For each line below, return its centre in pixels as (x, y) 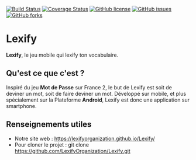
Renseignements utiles (49, 125)
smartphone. (21, 106)
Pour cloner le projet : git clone (52, 145)
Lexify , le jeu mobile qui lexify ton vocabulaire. (62, 55)
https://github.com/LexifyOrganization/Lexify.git (72, 151)
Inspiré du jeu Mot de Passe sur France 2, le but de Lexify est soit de (89, 87)
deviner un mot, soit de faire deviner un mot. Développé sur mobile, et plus (96, 93)
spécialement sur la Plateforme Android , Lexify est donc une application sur (98, 100)
